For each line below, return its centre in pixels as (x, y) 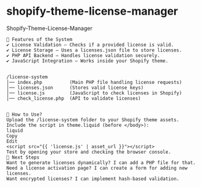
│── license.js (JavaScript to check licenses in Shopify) (94, 93)
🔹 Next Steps (23, 157)
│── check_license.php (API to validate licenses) (74, 98)
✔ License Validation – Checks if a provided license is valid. (90, 45)
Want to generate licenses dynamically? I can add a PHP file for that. (101, 163)
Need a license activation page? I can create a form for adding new (97, 168)
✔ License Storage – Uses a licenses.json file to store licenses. (94, 50)
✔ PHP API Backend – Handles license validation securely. (83, 55)
